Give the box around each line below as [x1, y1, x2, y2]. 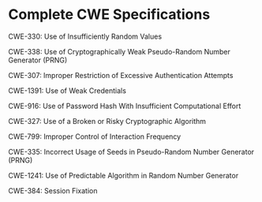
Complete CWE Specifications [8, 6, 211, 24]
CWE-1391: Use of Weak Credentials [8, 85, 126, 95]
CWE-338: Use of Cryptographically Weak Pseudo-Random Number [8, 47, 231, 56]
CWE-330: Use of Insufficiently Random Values [8, 32, 163, 41]
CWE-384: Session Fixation [8, 185, 98, 195]
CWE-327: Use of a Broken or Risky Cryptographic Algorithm [8, 116, 207, 125]
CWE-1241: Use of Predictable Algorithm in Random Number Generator [8, 170, 239, 180]
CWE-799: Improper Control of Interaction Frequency [8, 132, 182, 141]
